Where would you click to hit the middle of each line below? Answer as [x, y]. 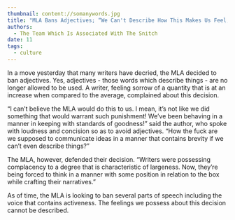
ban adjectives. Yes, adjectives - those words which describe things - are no [117, 80]
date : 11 [20, 40]
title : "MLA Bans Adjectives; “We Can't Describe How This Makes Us [109, 20]
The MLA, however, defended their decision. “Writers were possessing [109, 159]
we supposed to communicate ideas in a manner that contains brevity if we [115, 138]
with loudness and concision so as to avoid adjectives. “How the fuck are [113, 131]
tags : [15, 46]
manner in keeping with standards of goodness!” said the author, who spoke [117, 123]
